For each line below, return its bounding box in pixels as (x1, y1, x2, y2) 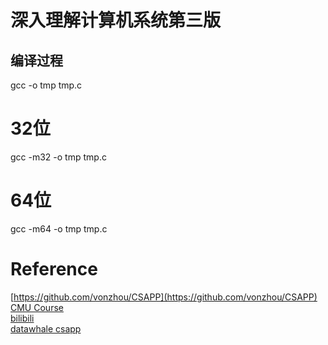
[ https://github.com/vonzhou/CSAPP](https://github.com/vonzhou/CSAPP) (10, 291, 318, 303)
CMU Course (10, 301, 64, 313)
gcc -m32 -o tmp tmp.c (10, 151, 107, 163)
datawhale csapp (10, 322, 82, 335)
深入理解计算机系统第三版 (10, 9, 222, 32)
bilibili (10, 312, 35, 324)
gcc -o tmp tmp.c (10, 79, 83, 91)
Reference (10, 258, 98, 281)
